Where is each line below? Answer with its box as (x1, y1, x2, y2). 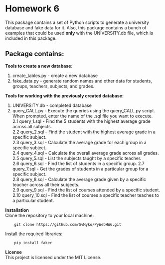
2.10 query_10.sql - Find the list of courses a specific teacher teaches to (12, 192, 160, 198)
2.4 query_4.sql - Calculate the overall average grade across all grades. (12, 150, 159, 156)
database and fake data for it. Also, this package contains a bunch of (5, 24, 147, 30)
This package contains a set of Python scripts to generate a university (5, 19, 150, 25)
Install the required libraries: (5, 231, 63, 237)
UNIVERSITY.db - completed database (12, 102, 92, 108)
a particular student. (12, 197, 54, 203)
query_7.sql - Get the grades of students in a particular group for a (12, 166, 149, 172)
